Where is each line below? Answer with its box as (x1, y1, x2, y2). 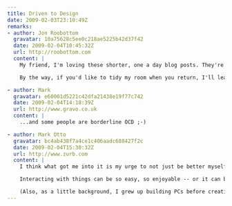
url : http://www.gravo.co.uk (13, 106, 97, 113)
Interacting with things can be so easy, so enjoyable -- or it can (19, 176, 221, 183)
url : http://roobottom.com (13, 49, 91, 56)
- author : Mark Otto (7, 131, 67, 138)
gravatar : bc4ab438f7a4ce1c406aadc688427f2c (13, 138, 144, 144)
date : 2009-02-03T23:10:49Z (7, 17, 88, 24)
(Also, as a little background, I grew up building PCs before (19, 188, 206, 195)
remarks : (7, 23, 32, 30)
